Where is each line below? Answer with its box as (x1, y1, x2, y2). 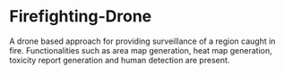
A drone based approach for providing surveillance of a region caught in (9, 36, 276, 46)
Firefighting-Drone (9, 6, 152, 27)
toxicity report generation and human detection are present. (9, 54, 230, 65)
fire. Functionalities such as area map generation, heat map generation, (9, 45, 273, 55)
